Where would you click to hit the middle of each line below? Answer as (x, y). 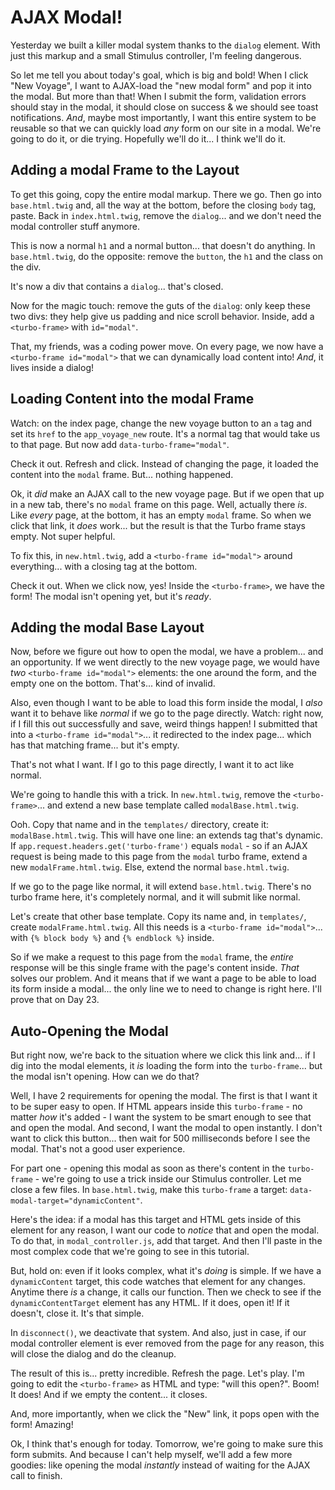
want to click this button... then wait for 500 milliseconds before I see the (160, 1138)
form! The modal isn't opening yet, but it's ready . (111, 596)
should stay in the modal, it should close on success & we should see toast (164, 107)
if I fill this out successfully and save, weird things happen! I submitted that (164, 724)
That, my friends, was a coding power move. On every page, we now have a (167, 346)
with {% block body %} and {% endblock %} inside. (112, 938)
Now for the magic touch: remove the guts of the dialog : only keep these (160, 305)
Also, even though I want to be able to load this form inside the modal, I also (166, 703)
